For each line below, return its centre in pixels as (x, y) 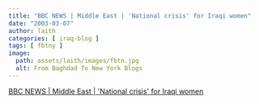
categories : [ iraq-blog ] (54, 38)
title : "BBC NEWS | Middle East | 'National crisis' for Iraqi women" (130, 16)
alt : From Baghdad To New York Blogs (79, 69)
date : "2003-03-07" (41, 23)
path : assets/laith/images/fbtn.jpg (77, 61)
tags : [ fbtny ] (36, 46)
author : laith (32, 31)
